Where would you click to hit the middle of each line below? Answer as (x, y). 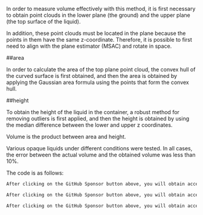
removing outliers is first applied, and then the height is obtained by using (98, 118)
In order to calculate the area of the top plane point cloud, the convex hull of (101, 69)
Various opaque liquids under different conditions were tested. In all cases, (99, 148)
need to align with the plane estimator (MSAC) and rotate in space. (89, 46)
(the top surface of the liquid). (43, 21)
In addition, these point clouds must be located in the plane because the (96, 33)
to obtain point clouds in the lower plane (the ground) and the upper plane (98, 15)
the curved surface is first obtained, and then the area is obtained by (92, 76)
